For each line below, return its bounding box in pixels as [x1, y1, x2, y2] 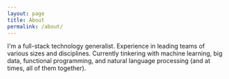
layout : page [7, 10, 45, 17]
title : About [7, 17, 45, 24]
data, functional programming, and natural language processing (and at [7, 57, 211, 65]
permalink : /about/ [7, 23, 64, 30]
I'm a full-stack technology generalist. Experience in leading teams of [7, 42, 205, 51]
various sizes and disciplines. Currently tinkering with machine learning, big [7, 49, 223, 58]
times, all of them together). [7, 64, 86, 73]
